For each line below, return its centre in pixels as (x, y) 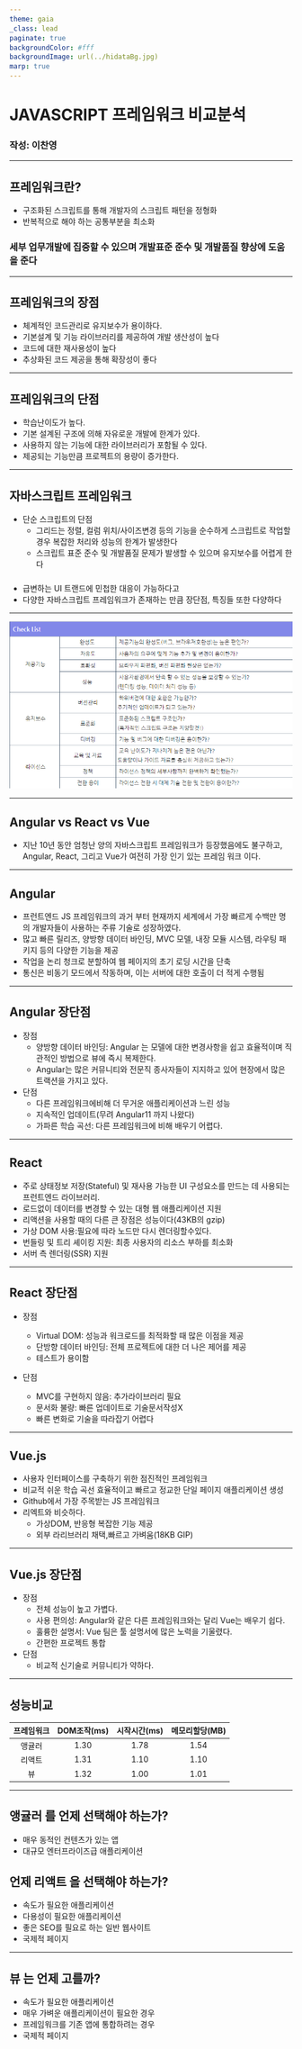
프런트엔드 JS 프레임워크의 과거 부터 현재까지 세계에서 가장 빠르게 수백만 (149, 916)
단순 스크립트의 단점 (57, 519)
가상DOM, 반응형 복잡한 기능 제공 (94, 1524)
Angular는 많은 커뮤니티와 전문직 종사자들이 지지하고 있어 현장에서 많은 (160, 1069)
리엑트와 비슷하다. (53, 1512)
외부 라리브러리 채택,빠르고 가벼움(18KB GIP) (114, 1535)
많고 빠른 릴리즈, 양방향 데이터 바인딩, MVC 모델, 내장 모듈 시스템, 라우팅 (149, 939)
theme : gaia (31, 19)
